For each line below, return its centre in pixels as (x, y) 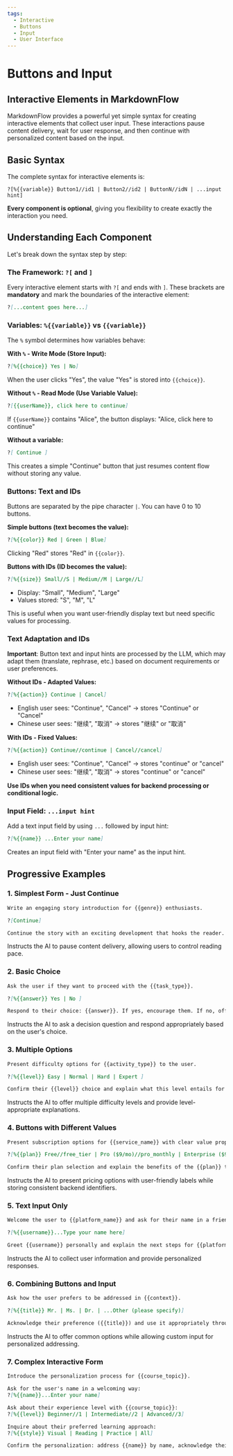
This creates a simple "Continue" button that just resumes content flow (109, 466)
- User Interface (38, 40)
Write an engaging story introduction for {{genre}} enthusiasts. (105, 908)
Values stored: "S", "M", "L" (56, 600)
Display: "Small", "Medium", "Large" (68, 592)
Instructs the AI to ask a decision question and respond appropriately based (115, 1024)
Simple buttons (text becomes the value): (68, 527)
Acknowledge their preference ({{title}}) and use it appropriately (108, 1323)
